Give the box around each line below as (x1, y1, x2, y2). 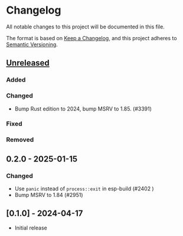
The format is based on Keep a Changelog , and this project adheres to (6, 34, 177, 41)
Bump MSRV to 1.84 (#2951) (14, 192, 84, 199)
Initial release (14, 224, 47, 231)
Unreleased (6, 58, 50, 68)
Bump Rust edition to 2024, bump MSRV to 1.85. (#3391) (14, 105, 152, 112)
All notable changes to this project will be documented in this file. (6, 23, 165, 30)
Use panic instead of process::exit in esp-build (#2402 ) (14, 185, 155, 192)
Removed (6, 135, 34, 144)
